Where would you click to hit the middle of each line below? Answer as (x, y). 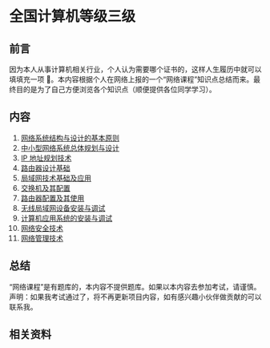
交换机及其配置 (45, 188)
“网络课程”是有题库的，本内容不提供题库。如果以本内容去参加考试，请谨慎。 (135, 286)
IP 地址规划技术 (46, 158)
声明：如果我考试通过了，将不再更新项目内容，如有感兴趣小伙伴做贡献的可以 (135, 297)
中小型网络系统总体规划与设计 (70, 148)
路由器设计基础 (45, 168)
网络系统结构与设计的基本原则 (70, 138)
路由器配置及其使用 (52, 198)
